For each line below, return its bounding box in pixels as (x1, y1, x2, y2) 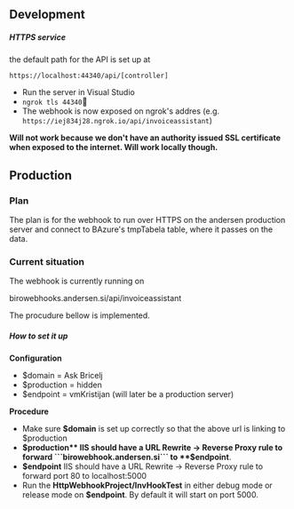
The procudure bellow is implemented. (9, 310, 151, 321)
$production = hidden (21, 379, 102, 390)
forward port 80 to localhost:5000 (21, 471, 147, 481)
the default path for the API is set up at (9, 54, 151, 65)
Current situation (9, 255, 85, 267)
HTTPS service (9, 31, 67, 43)
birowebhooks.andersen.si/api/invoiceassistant (9, 293, 182, 304)
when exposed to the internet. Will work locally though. (9, 142, 219, 153)
